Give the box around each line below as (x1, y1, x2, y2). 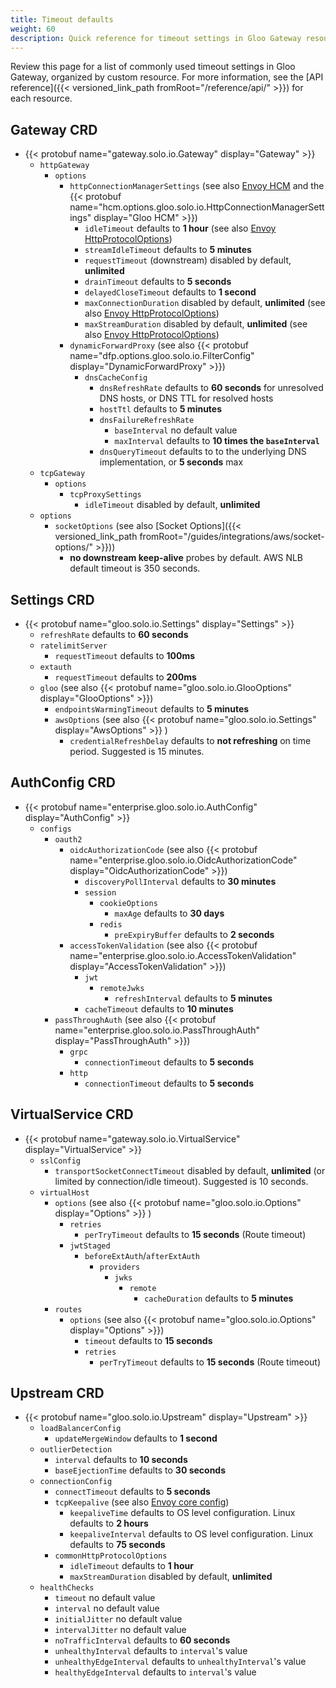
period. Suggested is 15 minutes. (69, 746, 205, 757)
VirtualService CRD (10, 1106, 134, 1123)
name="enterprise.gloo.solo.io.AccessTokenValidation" (69, 949, 297, 961)
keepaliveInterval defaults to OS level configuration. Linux (69, 1528, 314, 1540)
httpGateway (39, 161, 90, 171)
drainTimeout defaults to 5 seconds (84, 276, 232, 288)
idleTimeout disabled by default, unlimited (84, 499, 261, 511)
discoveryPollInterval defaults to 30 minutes (84, 875, 277, 887)
